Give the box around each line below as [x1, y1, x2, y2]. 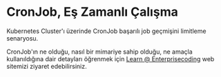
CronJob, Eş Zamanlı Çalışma [6, 4, 179, 20]
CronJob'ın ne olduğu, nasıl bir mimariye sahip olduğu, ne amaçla [6, 47, 193, 56]
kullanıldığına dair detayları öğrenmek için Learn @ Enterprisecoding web [6, 54, 215, 63]
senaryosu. [6, 34, 39, 42]
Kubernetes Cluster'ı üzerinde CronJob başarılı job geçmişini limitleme [6, 27, 206, 35]
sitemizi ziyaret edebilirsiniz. [6, 62, 87, 70]
